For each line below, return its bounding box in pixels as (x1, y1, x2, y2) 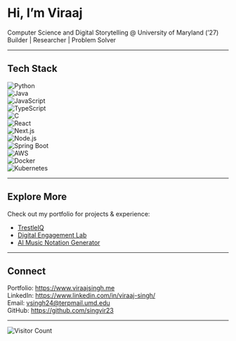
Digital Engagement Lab (17, 230, 87, 239)
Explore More (7, 191, 67, 203)
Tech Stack (7, 63, 58, 75)
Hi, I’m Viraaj (7, 5, 83, 21)
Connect (7, 265, 46, 277)
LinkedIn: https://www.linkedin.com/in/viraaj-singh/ (7, 291, 156, 300)
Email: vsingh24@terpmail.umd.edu (7, 299, 110, 307)
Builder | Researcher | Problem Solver (7, 35, 117, 44)
